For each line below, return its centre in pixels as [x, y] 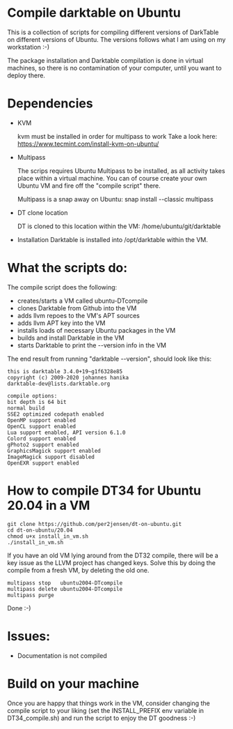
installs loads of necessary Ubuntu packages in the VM [96, 330]
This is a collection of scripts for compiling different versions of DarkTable [113, 32]
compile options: [32, 396]
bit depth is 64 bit [37, 402]
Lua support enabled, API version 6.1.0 [67, 433]
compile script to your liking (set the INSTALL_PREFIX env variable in [105, 710]
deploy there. [26, 75]
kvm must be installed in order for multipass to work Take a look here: [117, 136]
